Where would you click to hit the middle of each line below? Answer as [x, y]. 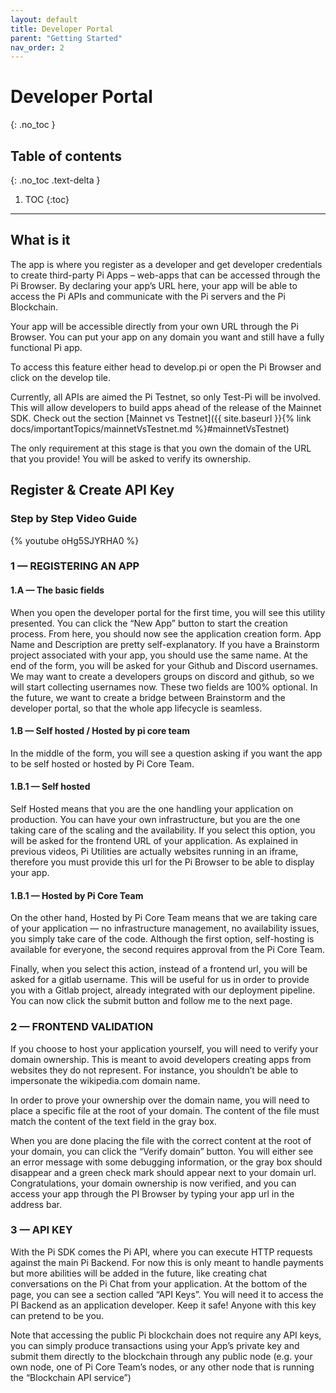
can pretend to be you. [57, 1315]
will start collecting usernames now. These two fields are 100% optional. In [164, 687]
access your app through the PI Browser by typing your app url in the [152, 1193]
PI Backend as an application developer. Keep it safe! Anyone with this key [163, 1305]
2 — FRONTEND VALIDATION [82, 1027]
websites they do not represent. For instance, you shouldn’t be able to [154, 1070]
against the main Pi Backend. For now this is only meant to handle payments [167, 1262]
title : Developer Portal [62, 29]
